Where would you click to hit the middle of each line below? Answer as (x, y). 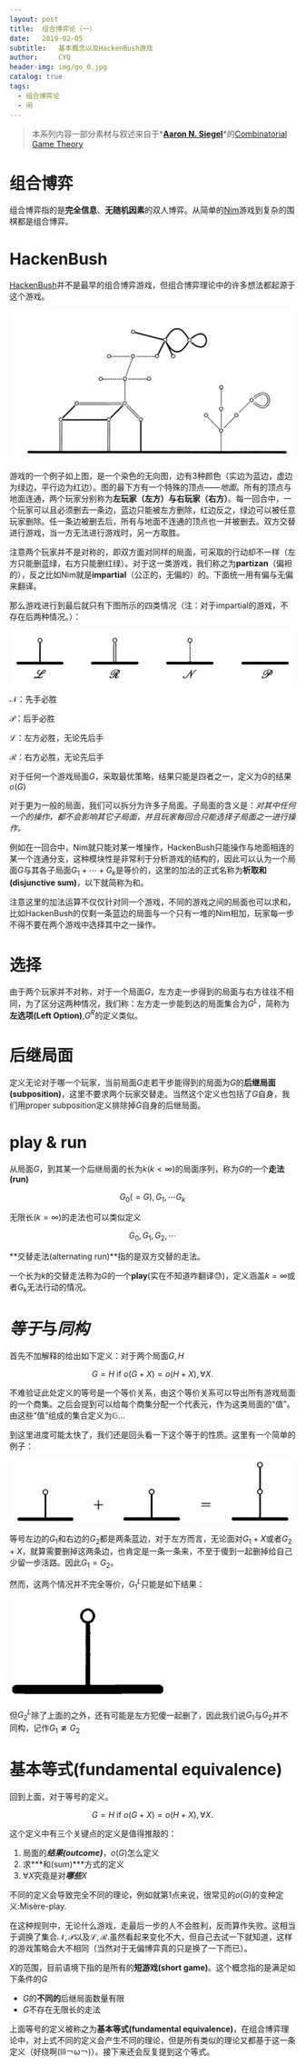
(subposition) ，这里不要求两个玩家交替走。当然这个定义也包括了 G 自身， (146, 1093)
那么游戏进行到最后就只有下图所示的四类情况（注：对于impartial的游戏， (145, 605)
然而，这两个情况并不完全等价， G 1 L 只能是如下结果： (107, 1584)
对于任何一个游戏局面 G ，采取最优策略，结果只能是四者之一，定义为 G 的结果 (151, 776)
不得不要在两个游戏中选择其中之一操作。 (85, 925)
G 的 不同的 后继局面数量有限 (74, 1998)
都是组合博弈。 (45, 222)
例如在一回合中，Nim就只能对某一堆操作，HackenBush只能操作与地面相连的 (152, 847)
